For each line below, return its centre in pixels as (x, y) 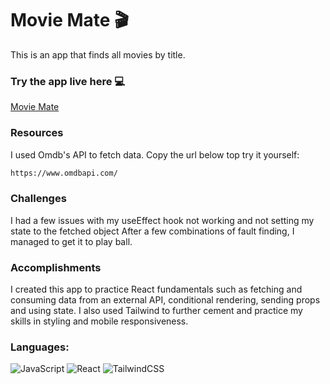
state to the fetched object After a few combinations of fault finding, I (152, 231)
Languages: (40, 347)
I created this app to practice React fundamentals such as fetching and (156, 289)
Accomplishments (56, 267)
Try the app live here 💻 (68, 81)
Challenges (38, 199)
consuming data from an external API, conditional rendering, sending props (165, 300)
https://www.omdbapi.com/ (64, 173)
